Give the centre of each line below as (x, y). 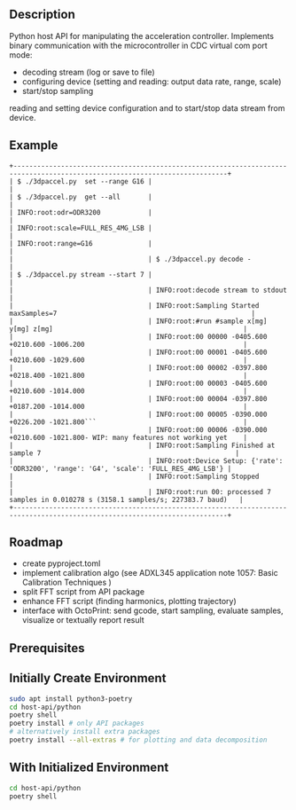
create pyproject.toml (61, 563)
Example (34, 145)
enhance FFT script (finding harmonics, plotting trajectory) (129, 602)
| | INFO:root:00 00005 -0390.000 (138, 414)
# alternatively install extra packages (85, 732)
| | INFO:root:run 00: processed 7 (140, 492)
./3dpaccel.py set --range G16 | (89, 181)
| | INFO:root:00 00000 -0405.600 (138, 336)
